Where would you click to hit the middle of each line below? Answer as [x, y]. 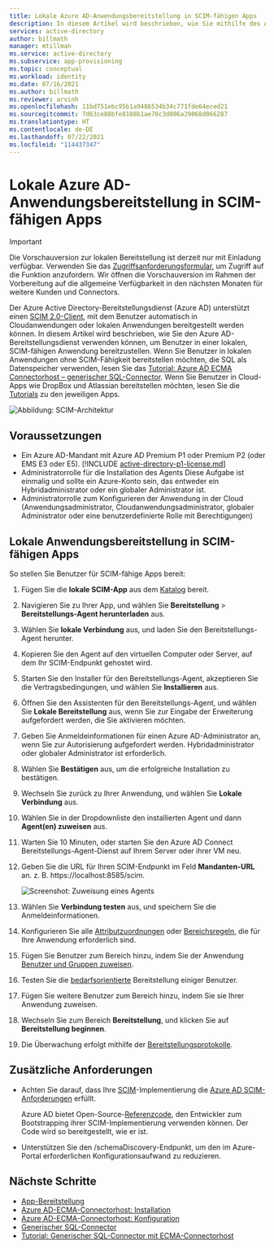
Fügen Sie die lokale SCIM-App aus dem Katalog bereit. [115, 590]
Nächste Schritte [53, 1182]
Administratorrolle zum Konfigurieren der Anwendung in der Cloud [132, 499]
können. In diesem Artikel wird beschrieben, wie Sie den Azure [114, 334]
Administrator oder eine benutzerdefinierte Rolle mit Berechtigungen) [137, 516]
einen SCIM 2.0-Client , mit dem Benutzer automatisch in [104, 316]
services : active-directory [57, 31]
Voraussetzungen [56, 436]
